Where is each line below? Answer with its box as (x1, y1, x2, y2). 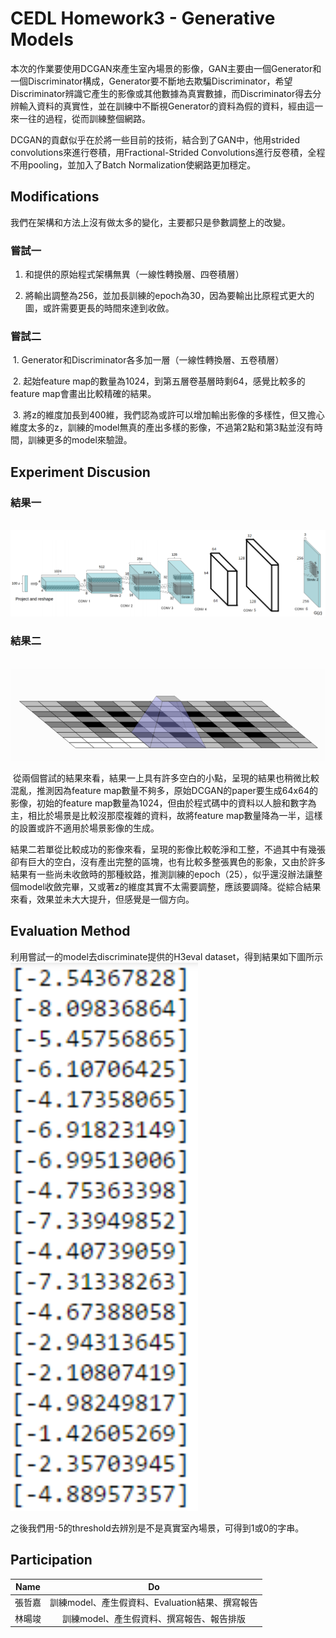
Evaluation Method (10, 923, 131, 940)
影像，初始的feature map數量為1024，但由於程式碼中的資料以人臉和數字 (10, 797, 308, 809)
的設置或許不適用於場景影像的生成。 (10, 822, 160, 834)
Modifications (10, 188, 100, 206)
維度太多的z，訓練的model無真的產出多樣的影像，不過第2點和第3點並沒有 (10, 422, 315, 434)
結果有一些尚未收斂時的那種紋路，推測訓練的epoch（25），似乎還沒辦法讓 (10, 868, 315, 880)
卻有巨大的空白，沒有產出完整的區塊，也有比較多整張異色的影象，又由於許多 (10, 855, 326, 867)
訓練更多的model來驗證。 (27, 434, 133, 446)
